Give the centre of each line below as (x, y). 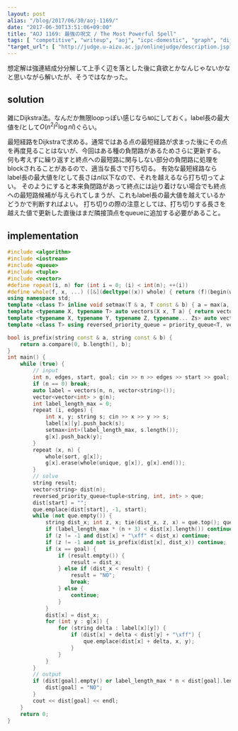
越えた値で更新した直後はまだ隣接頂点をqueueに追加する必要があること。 (116, 213)
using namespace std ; (39, 298)
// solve (46, 477)
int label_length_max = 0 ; (73, 404)
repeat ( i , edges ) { (63, 410)
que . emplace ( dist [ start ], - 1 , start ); (90, 509)
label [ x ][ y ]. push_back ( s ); (85, 423)
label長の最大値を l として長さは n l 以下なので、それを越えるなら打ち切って (113, 178)
